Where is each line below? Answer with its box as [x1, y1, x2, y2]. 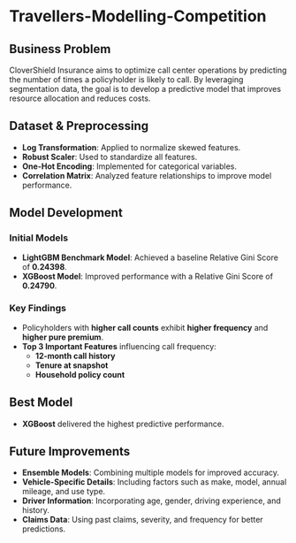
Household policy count [34, 369, 125, 379]
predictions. [21, 524, 66, 534]
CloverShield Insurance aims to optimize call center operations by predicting [9, 65, 287, 75]
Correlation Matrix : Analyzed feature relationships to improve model [21, 170, 272, 180]
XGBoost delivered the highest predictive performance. [21, 418, 224, 429]
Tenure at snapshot [34, 360, 109, 371]
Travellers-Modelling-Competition [9, 6, 267, 27]
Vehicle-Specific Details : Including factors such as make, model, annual [21, 477, 287, 487]
